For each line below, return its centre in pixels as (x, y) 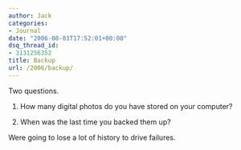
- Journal (25, 30)
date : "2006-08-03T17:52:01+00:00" (68, 38)
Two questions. (34, 91)
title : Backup (32, 61)
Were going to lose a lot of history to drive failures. (92, 137)
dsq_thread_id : (34, 46)
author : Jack (30, 16)
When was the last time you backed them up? (95, 122)
